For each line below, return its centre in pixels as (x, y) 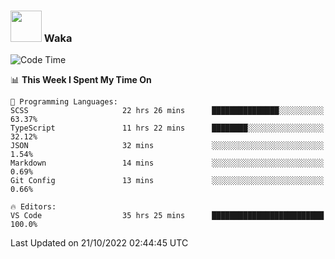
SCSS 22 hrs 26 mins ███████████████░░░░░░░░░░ (167, 111)
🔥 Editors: (33, 207)
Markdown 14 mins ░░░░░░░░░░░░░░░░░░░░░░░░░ (167, 163)
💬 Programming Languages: (64, 102)
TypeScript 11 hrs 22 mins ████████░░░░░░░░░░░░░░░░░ (167, 128)
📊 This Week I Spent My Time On (81, 80)
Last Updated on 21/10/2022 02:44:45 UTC (99, 243)
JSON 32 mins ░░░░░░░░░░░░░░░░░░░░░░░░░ (167, 146)
